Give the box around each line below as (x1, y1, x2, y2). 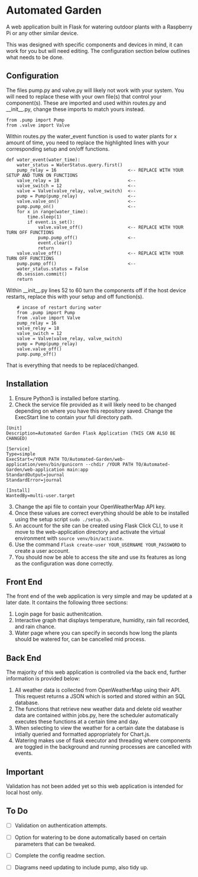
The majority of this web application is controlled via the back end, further (6, 669, 187, 676)
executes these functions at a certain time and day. (14, 718, 139, 725)
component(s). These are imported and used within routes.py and (6, 99, 167, 106)
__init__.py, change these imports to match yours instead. (6, 105, 145, 113)
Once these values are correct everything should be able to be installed (14, 509, 189, 517)
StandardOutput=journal (6, 471, 65, 478)
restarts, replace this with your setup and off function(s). (6, 293, 144, 300)
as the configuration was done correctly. (14, 559, 114, 567)
